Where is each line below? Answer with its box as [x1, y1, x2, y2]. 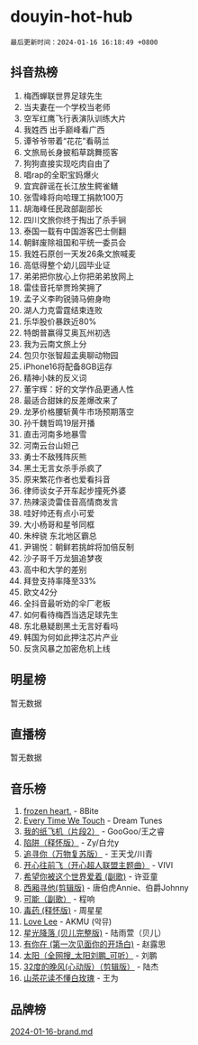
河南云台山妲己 [22, 439, 79, 450]
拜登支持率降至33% [22, 575, 97, 586]
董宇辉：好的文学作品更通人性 [22, 384, 134, 394]
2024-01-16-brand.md [10, 1026, 94, 1037]
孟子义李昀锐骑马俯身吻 [22, 293, 111, 304]
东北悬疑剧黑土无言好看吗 [22, 620, 119, 631]
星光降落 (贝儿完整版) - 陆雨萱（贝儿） [22, 928, 166, 939]
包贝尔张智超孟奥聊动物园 [22, 349, 119, 360]
